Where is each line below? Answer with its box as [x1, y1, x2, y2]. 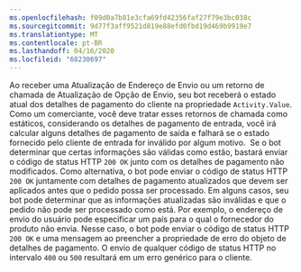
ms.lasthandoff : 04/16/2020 [9, 47, 115, 56]
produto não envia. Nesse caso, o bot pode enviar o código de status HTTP [9, 223, 290, 234]
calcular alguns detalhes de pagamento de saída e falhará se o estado [9, 128, 270, 138]
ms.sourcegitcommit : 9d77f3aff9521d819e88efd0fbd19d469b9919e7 [9, 22, 252, 31]
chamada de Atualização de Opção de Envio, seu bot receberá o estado [9, 89, 277, 100]
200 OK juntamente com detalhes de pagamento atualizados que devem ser [9, 176, 288, 186]
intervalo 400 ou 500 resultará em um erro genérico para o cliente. [9, 252, 252, 262]
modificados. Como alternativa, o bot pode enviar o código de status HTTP [9, 166, 288, 177]
